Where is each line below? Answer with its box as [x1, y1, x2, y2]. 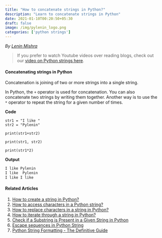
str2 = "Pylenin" [5, 123, 40, 128]
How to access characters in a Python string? [12, 201, 104, 207]
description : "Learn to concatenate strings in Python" [5, 12, 121, 17]
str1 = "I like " [5, 118, 40, 123]
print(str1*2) [5, 148, 34, 153]
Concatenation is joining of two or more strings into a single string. [5, 80, 139, 86]
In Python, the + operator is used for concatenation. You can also [5, 89, 135, 95]
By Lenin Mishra [5, 43, 38, 49]
